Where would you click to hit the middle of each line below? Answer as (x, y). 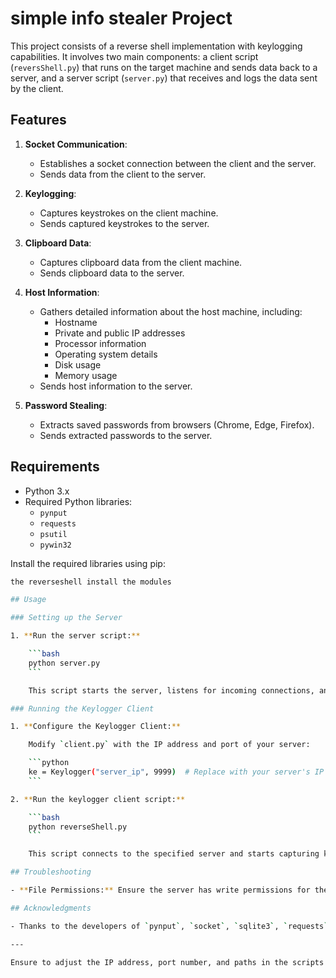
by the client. (37, 88)
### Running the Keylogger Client (82, 708)
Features (38, 120)
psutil (53, 534)
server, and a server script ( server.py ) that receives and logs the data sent (164, 78)
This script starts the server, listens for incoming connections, (171, 690)
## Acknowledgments (51, 908)
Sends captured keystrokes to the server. (124, 223)
